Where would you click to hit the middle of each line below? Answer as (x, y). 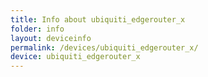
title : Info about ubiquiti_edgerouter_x (98, 19)
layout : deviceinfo (51, 38)
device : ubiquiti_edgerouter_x (75, 57)
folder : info (37, 29)
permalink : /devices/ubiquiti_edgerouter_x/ (104, 47)
